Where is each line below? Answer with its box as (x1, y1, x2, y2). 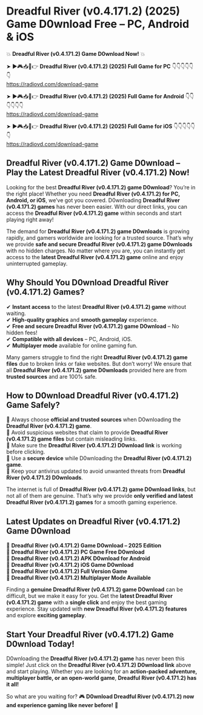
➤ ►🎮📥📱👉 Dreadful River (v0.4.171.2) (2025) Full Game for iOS (6, 123, 173, 130)
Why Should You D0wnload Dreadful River (6, 277, 169, 288)
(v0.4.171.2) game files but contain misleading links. (6, 435, 138, 442)
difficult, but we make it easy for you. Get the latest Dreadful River (6, 592, 173, 600)
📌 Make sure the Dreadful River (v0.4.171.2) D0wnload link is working (6, 442, 182, 449)
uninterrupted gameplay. (6, 260, 68, 267)
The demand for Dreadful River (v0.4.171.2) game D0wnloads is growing (6, 228, 190, 235)
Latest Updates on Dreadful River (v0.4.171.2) (6, 516, 181, 526)
